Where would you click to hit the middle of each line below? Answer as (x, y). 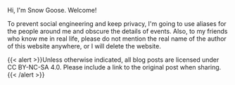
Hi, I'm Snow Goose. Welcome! (52, 10)
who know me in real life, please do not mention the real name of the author (117, 39)
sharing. (209, 67)
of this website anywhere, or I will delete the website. (84, 46)
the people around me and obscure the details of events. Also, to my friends (118, 31)
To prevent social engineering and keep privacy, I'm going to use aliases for (117, 24)
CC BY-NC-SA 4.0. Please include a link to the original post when (102, 67)
